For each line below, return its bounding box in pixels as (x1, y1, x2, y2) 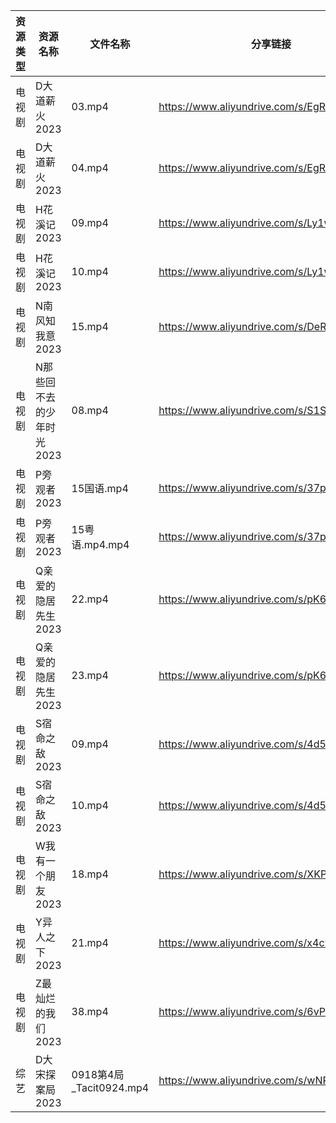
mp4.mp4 (83, 538, 130, 551)
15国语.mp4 (71, 482, 129, 495)
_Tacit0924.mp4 (71, 1081, 150, 1094)
